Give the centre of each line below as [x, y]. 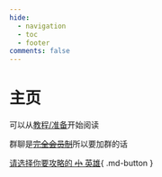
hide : [19, 18]
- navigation [42, 26]
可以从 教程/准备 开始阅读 [54, 125]
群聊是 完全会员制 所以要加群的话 [68, 144]
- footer [34, 43]
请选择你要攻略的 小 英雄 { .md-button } [81, 164]
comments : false [40, 51]
